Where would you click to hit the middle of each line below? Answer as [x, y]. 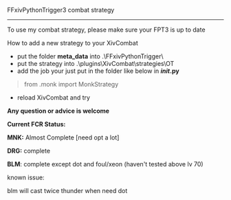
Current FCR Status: [36, 124]
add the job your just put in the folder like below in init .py [98, 71]
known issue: [26, 177]
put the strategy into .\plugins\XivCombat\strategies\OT [96, 64]
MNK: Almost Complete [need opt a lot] [63, 137]
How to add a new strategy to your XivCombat [73, 43]
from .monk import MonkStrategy [71, 84]
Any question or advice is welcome [58, 111]
